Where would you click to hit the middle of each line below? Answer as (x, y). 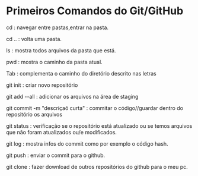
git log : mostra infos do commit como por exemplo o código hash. (87, 143)
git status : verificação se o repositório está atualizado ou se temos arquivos (99, 125)
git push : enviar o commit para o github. (56, 155)
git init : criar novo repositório (42, 85)
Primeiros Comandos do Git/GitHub (95, 11)
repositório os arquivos (34, 114)
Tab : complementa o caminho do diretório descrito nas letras (81, 73)
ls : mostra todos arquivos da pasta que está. (61, 50)
